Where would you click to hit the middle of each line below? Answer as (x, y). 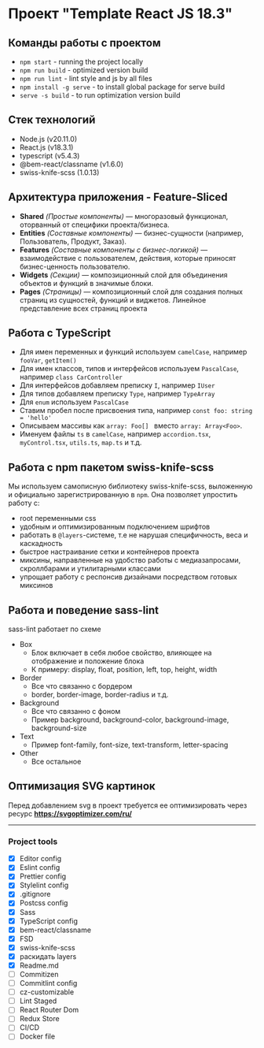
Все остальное (56, 762)
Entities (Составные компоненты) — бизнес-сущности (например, (132, 232)
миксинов (36, 585)
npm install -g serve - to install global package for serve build (122, 87)
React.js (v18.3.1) (46, 147)
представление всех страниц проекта (83, 308)
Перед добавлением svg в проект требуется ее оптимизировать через (128, 805)
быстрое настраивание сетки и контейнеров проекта (109, 552)
